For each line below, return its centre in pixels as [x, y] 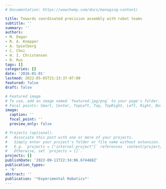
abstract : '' [19, 174]
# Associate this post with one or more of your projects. [69, 137]
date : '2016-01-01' [25, 74]
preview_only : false [31, 124]
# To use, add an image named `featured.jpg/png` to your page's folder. [83, 101]
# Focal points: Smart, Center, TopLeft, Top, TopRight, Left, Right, [79, 106]
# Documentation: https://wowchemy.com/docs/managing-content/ [72, 10]
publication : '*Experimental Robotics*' [47, 179]
